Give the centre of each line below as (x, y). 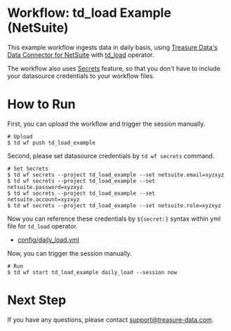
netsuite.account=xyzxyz (44, 199)
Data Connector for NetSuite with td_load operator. (81, 55)
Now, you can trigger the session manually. (70, 253)
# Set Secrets (28, 169)
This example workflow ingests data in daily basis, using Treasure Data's (112, 47)
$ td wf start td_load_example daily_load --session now (92, 272)
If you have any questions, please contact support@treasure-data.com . (111, 319)
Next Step (37, 300)
